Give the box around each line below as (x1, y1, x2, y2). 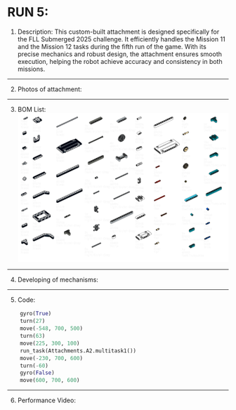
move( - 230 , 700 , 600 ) (20, 355, 83, 362)
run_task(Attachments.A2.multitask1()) (20, 347, 137, 355)
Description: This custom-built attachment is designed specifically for (17, 27, 220, 36)
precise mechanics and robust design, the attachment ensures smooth (17, 50, 223, 58)
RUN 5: (7, 4, 49, 20)
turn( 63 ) (20, 333, 46, 340)
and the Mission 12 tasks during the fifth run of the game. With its (17, 42, 207, 51)
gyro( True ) (20, 310, 52, 317)
